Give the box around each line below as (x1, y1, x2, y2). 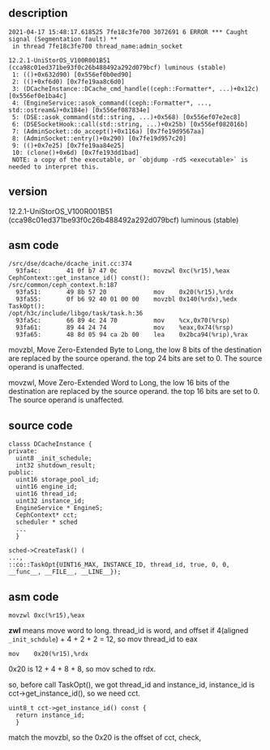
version (8, 185, 48, 199)
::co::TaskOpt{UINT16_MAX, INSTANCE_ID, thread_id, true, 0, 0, (8, 561, 230, 569)
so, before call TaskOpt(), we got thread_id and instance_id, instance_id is (8, 680, 255, 690)
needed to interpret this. (8, 162, 100, 171)
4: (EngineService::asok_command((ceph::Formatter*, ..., (11, 99, 212, 107)
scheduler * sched (15, 518, 79, 526)
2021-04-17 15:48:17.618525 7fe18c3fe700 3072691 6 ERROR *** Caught (8, 28, 249, 36)
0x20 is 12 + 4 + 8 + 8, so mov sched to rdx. (8, 664, 156, 674)
